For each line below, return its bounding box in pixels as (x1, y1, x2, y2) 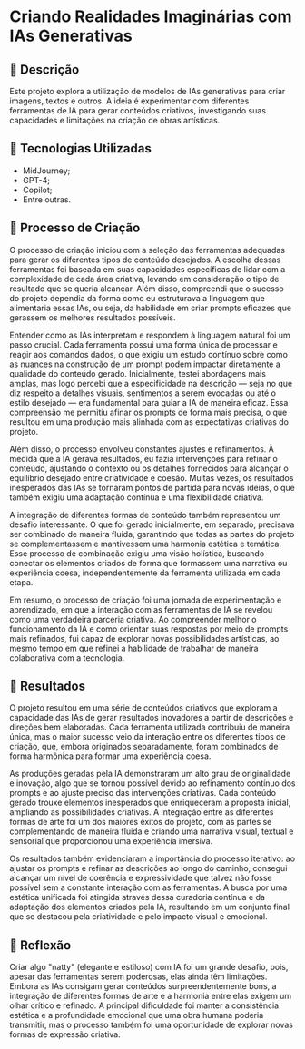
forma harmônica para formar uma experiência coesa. (9, 750, 212, 761)
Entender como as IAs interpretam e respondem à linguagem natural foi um (9, 329, 290, 340)
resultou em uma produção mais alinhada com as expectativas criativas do (9, 416, 289, 427)
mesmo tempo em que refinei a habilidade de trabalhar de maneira (9, 642, 259, 653)
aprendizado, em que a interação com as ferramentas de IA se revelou (9, 603, 273, 614)
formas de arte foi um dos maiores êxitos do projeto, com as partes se (9, 817, 272, 828)
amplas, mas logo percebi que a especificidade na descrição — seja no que (9, 377, 293, 388)
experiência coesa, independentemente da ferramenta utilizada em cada (9, 567, 281, 578)
